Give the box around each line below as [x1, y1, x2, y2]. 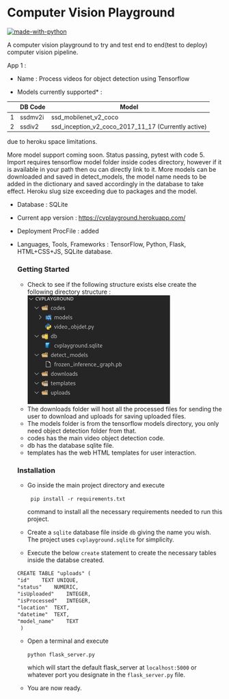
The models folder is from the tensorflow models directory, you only [27, 419, 219, 427]
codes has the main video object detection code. [27, 433, 165, 442]
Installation [16, 466, 56, 475]
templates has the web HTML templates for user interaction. [27, 448, 197, 457]
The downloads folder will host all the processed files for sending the [27, 405, 222, 413]
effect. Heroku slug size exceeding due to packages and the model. [7, 187, 198, 196]
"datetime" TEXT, [16, 611, 70, 618]
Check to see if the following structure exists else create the [27, 280, 197, 288]
